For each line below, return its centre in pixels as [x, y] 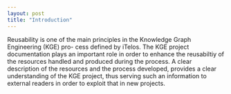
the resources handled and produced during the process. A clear [100, 61]
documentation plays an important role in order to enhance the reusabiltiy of [116, 54]
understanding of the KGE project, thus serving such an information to [107, 75]
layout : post [26, 13]
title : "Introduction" [40, 20]
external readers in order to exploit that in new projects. [86, 83]
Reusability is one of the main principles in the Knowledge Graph [99, 39]
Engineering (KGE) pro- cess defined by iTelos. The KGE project [98, 47]
